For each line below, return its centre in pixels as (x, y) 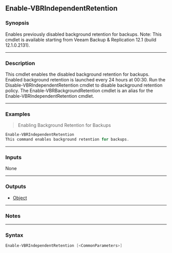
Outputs (16, 186)
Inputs (14, 157)
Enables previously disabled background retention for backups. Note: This (84, 34)
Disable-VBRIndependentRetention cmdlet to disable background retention (84, 85)
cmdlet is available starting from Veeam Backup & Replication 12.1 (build (81, 39)
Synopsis (17, 23)
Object (20, 198)
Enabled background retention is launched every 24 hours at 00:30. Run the (85, 79)
